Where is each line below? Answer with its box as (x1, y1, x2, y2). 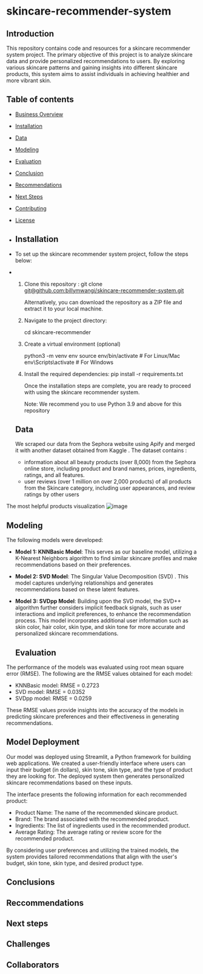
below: (15, 256, 32, 264)
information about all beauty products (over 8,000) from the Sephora (24, 459, 196, 466)
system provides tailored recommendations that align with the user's (6, 852, 178, 860)
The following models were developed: (6, 537, 104, 544)
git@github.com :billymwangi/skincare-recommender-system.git (24, 287, 184, 294)
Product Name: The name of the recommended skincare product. (15, 809, 179, 816)
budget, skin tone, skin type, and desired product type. (6, 859, 144, 866)
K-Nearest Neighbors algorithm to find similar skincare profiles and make (15, 555, 198, 562)
